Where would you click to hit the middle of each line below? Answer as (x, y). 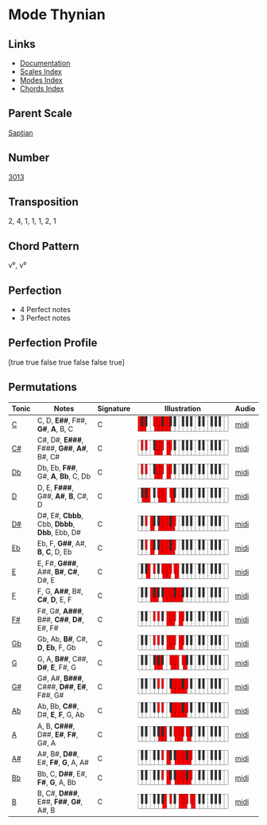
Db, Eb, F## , (57, 468)
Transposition (44, 202)
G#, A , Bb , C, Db (64, 476)
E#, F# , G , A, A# (63, 763)
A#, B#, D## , (58, 754)
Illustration (182, 409)
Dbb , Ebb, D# (59, 533)
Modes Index (41, 80)
